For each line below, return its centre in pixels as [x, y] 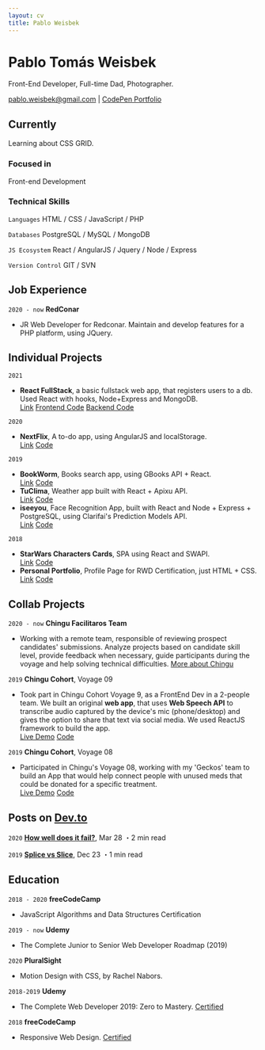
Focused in [30, 164]
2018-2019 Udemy [37, 991]
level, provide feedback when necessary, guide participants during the [135, 655]
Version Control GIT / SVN [52, 265]
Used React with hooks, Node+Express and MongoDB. [109, 399]
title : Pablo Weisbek [44, 23]
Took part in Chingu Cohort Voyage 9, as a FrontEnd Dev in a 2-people [135, 695]
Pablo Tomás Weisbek [82, 62]
